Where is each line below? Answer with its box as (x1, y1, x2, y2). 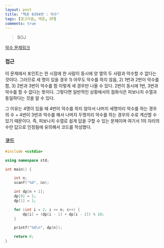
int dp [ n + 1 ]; (14, 189, 45, 194)
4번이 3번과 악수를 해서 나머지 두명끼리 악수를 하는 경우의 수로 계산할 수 (19, 111, 157, 117)
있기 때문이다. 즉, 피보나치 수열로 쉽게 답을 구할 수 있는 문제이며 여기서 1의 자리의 (5, 118, 160, 124)
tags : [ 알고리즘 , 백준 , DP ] (5, 16, 56, 21)
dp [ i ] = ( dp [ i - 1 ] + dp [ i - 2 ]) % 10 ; (23, 212, 105, 217)
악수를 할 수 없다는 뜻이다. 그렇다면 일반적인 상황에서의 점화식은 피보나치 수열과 (5, 89, 157, 95)
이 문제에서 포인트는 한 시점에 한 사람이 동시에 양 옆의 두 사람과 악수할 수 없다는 (5, 70, 157, 76)
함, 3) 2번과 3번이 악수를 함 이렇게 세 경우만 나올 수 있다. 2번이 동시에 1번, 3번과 (5, 82, 159, 89)
